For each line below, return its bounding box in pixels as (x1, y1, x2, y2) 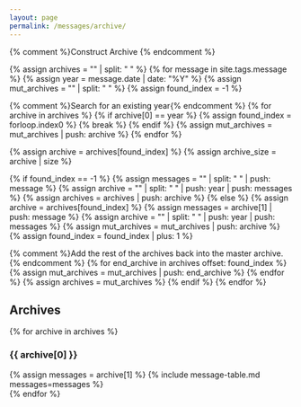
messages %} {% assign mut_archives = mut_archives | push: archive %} (9, 221, 280, 232)
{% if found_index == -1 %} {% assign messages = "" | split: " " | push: (9, 173, 271, 184)
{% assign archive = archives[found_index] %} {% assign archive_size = (9, 146, 277, 157)
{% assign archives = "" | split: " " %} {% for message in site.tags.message (9, 64, 288, 75)
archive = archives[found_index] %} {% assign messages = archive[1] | (9, 201, 272, 212)
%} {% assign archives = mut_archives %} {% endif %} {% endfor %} (9, 276, 267, 288)
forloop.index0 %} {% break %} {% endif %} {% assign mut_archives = (9, 119, 273, 130)
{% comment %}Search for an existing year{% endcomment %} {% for (9, 100, 272, 111)
